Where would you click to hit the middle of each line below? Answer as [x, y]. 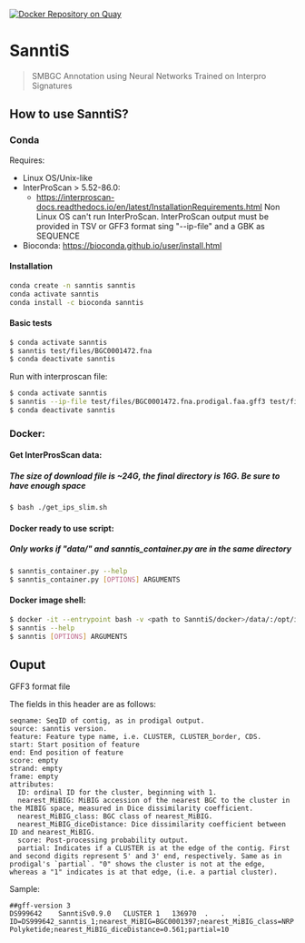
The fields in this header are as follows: [83, 705]
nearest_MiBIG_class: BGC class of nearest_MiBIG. [115, 816]
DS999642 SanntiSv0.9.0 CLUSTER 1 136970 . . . [126, 914]
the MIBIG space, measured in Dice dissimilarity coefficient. [132, 809]
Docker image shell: [48, 600]
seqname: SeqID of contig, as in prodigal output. [107, 721]
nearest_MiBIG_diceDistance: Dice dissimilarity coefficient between [152, 825]
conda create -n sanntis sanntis [73, 285]
